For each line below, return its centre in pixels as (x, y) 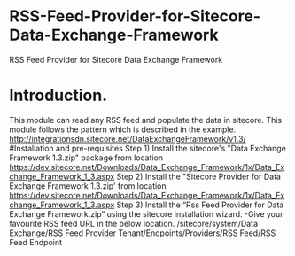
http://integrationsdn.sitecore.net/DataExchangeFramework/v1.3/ (128, 138)
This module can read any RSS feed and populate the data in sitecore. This (145, 120)
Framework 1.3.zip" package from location (86, 158)
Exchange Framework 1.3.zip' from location (88, 186)
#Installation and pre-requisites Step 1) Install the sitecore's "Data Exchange (147, 148)
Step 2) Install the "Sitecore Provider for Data (199, 176)
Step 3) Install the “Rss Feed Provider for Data (200, 205)
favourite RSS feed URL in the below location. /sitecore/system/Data (134, 223)
